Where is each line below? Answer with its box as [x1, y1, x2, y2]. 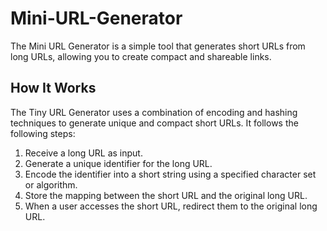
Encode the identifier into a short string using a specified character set [24, 168, 317, 180]
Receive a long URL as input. [24, 147, 143, 159]
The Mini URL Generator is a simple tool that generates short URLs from [10, 40, 306, 52]
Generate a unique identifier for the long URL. [24, 157, 213, 169]
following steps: [10, 127, 76, 139]
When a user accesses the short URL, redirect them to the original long [24, 200, 318, 212]
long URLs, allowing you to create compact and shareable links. [10, 50, 272, 62]
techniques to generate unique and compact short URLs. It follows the [10, 117, 299, 129]
